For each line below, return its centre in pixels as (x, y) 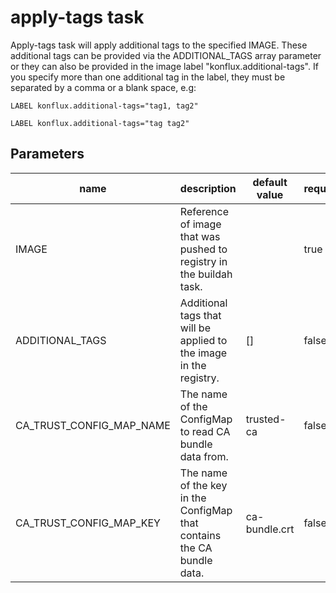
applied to (203, 340)
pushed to (203, 249)
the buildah (206, 274)
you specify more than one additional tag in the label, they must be (148, 77)
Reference (204, 211)
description (208, 188)
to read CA (205, 431)
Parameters (47, 154)
